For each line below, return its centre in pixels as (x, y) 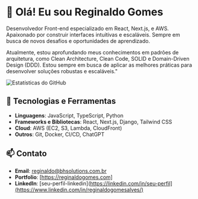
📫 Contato (27, 154)
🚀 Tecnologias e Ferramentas (61, 101)
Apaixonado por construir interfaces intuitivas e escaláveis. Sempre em (93, 34)
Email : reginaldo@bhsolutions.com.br (60, 171)
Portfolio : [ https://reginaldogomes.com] (63, 177)
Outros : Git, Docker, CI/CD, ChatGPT (60, 134)
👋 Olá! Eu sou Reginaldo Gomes (85, 12)
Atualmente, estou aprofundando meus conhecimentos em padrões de (92, 52)
